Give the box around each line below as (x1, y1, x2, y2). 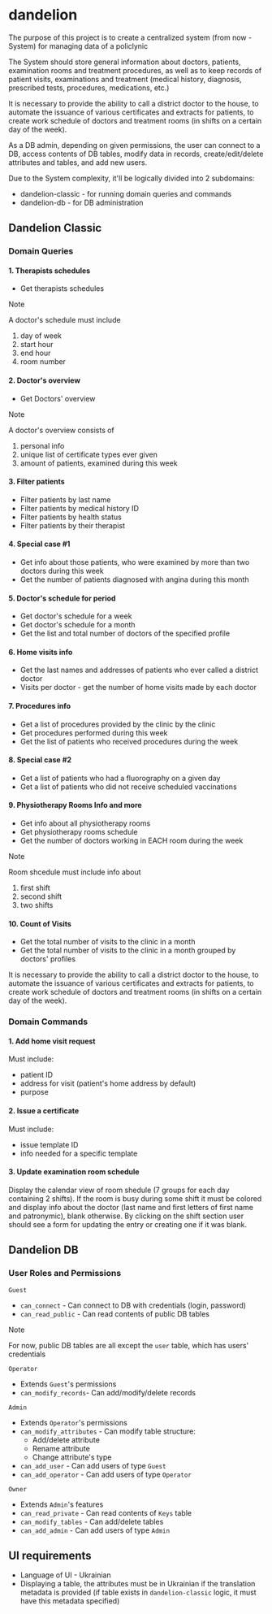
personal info (19, 440, 65, 450)
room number (19, 357, 67, 367)
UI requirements (8, 1548, 92, 1562)
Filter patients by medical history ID (19, 503, 140, 513)
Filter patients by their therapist (19, 520, 126, 530)
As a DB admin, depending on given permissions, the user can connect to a (8, 140, 261, 150)
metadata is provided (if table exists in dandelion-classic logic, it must (19, 1587, 257, 1598)
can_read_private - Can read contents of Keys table (19, 1508, 192, 1517)
